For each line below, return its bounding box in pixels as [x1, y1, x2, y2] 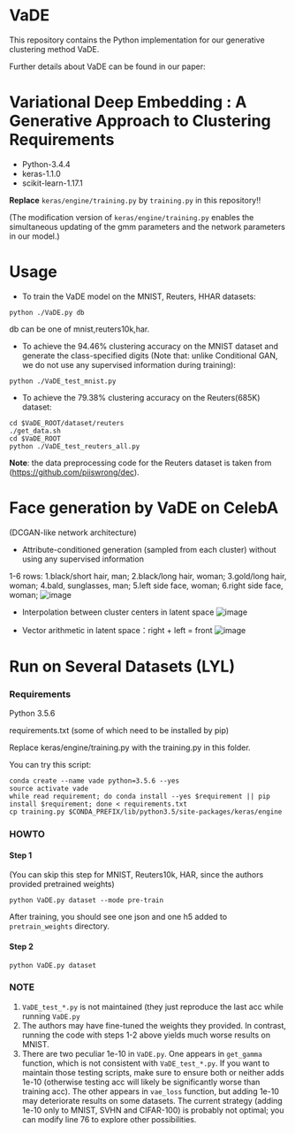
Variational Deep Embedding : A [9, 92, 247, 112]
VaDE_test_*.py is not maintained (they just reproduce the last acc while [21, 1001, 284, 1012]
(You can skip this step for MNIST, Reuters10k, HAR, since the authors [9, 869, 264, 880]
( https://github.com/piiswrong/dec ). [9, 466, 140, 478]
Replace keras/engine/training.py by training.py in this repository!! [9, 195, 261, 205]
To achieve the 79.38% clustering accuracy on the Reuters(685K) [21, 392, 261, 402]
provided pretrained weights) [9, 879, 115, 890]
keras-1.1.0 [21, 168, 62, 179]
